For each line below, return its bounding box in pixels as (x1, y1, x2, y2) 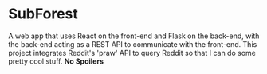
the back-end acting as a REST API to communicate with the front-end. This (8, 39, 257, 49)
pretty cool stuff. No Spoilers (8, 56, 104, 66)
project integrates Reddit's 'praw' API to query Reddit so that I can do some (8, 48, 257, 57)
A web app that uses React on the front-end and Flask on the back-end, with (8, 31, 260, 41)
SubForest (8, 5, 78, 23)
